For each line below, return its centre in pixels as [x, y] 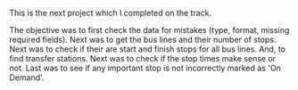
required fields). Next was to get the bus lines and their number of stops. [143, 40]
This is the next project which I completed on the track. [111, 13]
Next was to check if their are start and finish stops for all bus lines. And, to [147, 49]
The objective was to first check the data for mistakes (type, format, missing [149, 30]
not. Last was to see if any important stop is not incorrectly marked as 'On [145, 68]
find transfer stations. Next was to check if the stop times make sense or [143, 58]
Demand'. [27, 78]
